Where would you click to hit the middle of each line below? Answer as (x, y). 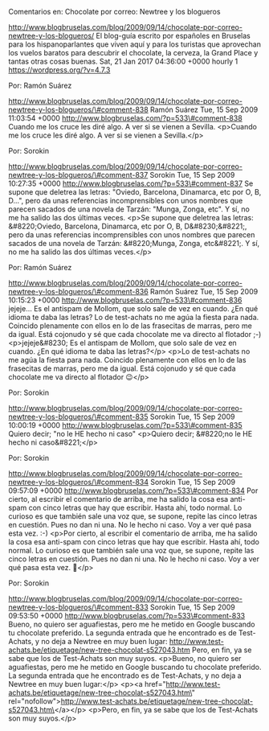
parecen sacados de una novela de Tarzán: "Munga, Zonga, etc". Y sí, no (129, 209)
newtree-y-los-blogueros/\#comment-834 (79, 482)
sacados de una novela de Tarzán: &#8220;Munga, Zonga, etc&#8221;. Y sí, (134, 243)
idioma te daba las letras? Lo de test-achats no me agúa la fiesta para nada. (134, 317)
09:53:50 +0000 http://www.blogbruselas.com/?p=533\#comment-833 (127, 616)
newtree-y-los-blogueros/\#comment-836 (78, 292)
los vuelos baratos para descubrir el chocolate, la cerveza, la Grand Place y (133, 53)
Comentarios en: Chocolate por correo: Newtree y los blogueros (114, 12)
